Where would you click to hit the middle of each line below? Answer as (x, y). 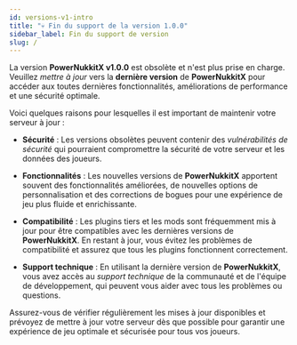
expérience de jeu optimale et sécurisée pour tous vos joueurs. (124, 332)
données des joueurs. (62, 159)
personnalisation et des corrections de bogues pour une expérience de (152, 195)
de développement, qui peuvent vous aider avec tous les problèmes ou (152, 286)
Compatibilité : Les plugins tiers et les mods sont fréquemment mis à (149, 221)
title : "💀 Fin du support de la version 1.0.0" (99, 26)
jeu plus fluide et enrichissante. (80, 205)
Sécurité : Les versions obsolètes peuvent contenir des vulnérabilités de (155, 140)
